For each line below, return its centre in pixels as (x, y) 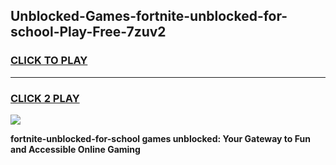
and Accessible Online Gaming (75, 149)
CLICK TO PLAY (49, 61)
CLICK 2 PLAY (45, 98)
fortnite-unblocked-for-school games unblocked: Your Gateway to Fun (160, 138)
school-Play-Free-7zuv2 (88, 32)
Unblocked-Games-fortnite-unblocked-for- (149, 16)
